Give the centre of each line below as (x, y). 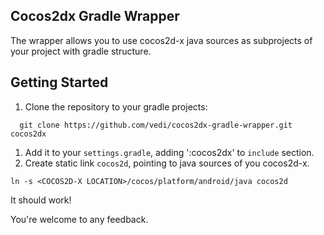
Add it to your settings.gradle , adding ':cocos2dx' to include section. (169, 152)
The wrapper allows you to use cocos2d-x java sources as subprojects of (161, 40)
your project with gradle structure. (81, 51)
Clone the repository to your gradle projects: (116, 106)
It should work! (41, 200)
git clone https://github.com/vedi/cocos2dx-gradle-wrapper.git (156, 125)
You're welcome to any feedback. (79, 219)
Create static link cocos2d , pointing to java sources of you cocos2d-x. (167, 163)
